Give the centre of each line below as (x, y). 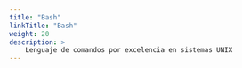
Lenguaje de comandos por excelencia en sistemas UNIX (129, 50)
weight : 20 (29, 34)
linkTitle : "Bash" (43, 26)
